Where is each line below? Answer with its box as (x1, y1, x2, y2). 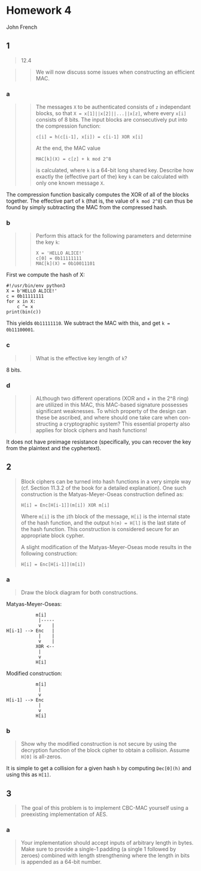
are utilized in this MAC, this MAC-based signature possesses (35, 401, 188, 408)
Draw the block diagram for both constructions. (20, 589, 138, 596)
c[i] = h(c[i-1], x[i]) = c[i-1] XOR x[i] (35, 134, 144, 140)
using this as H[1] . (6, 771, 51, 778)
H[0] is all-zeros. (20, 753, 62, 760)
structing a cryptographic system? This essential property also (35, 420, 190, 427)
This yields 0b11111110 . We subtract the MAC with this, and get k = (6, 320, 170, 327)
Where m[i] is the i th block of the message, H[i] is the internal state (20, 513, 190, 520)
